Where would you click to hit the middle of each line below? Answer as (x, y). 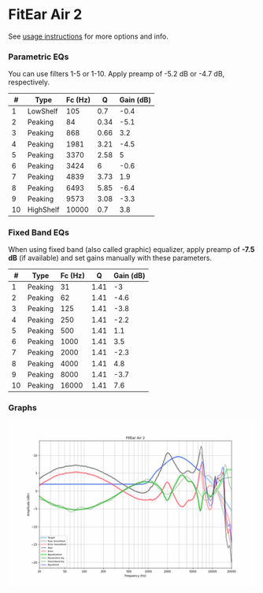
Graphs (22, 408)
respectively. (29, 82)
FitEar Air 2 (45, 15)
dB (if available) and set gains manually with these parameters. (110, 258)
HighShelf (43, 209)
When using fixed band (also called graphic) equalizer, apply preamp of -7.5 (131, 250)
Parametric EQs (39, 57)
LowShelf (43, 111)
